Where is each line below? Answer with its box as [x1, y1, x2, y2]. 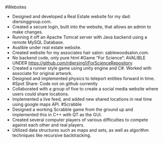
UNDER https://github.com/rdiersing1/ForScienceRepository [12, 60, 133, 66]
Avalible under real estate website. [12, 45, 81, 50]
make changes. [12, 29, 43, 35]
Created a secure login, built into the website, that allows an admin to [12, 24, 151, 30]
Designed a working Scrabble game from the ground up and [12, 107, 133, 112]
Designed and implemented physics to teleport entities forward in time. [12, 75, 155, 81]
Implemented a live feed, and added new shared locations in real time [12, 96, 152, 102]
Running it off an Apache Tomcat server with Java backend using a [12, 34, 147, 40]
